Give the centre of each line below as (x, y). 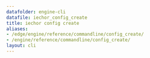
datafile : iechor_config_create (47, 18)
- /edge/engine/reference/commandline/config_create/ (75, 34)
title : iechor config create (43, 23)
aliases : (17, 29)
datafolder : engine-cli (36, 12)
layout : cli (21, 46)
